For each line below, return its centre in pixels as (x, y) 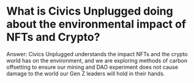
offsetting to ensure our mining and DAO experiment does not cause (92, 67)
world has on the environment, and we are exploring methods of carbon (97, 60)
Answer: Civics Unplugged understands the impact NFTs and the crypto (97, 54)
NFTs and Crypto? (53, 37)
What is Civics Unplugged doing (90, 11)
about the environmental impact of (96, 24)
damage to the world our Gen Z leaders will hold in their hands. (86, 73)
